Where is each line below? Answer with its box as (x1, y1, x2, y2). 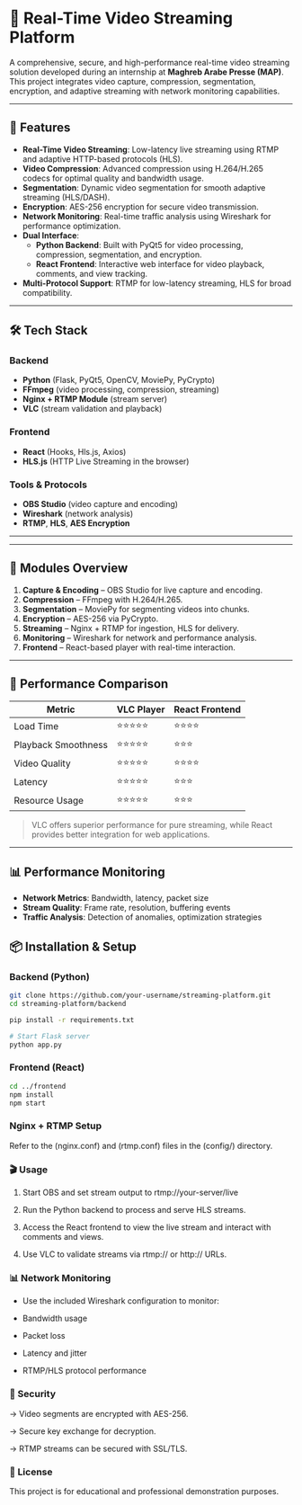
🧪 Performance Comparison (9, 676, 169, 691)
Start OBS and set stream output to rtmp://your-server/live (22, 1187, 239, 1198)
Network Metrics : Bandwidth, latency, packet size (22, 893, 209, 904)
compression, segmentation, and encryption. (35, 249, 202, 260)
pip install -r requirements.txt (9, 1015, 135, 1024)
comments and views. (22, 1232, 104, 1242)
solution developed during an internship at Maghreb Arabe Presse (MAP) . (9, 67, 285, 77)
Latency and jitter (22, 1348, 87, 1358)
